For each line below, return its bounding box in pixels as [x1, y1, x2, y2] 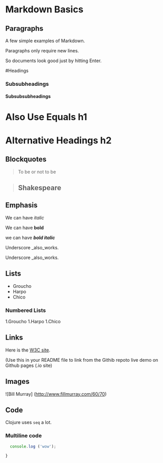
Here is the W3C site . [5, 347, 50, 353]
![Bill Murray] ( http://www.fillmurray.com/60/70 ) [5, 391, 107, 397]
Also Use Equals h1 [5, 111, 87, 123]
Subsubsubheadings [5, 93, 51, 99]
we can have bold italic [5, 234, 55, 240]
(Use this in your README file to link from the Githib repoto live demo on [5, 357, 158, 363]
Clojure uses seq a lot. [5, 419, 52, 425]
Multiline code [5, 432, 42, 439]
